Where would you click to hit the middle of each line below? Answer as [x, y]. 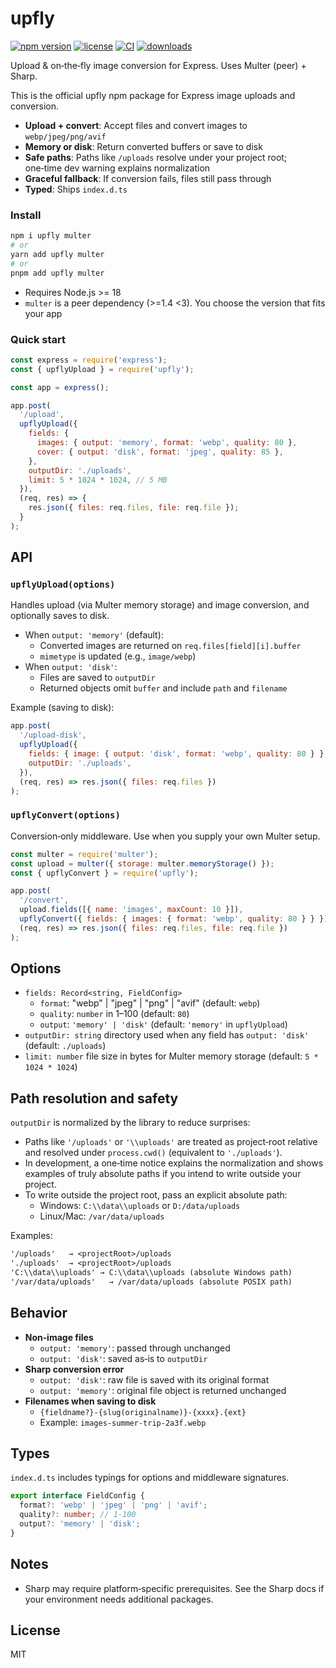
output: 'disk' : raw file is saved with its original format [154, 1379]
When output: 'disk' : [71, 667]
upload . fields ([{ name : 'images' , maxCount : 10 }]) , [131, 910]
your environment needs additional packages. [119, 1599]
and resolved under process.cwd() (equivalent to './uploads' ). [153, 1153]
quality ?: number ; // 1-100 [78, 1515]
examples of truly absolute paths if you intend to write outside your [163, 1174]
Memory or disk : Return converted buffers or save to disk [143, 146]
